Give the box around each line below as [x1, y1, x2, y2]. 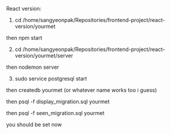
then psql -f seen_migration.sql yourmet [6, 110, 105, 116]
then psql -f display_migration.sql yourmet [6, 98, 110, 105]
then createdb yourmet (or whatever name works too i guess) [6, 87, 157, 94]
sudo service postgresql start [14, 75, 88, 82]
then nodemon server [6, 63, 60, 71]
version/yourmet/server [14, 52, 73, 59]
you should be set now [6, 121, 63, 128]
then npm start [6, 34, 43, 41]
